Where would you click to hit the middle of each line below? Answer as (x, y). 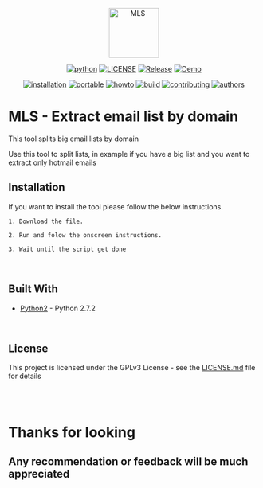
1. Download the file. (46, 221)
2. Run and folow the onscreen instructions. (85, 235)
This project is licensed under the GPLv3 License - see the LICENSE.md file (132, 368)
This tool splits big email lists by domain (74, 139)
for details (25, 376)
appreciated (39, 474)
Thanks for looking (72, 432)
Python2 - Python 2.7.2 (57, 308)
